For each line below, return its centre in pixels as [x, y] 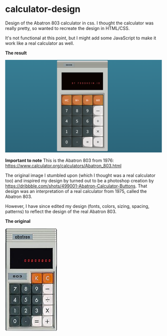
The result [16, 53]
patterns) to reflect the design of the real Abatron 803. [61, 211]
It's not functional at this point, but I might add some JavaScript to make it [81, 38]
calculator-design [43, 9]
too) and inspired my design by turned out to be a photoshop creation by [80, 180]
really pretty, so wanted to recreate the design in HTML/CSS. [68, 28]
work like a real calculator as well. [40, 43]
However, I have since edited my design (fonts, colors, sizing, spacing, [77, 206]
